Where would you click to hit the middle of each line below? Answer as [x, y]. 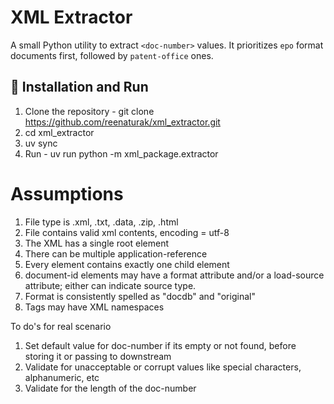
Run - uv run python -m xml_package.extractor [121, 153]
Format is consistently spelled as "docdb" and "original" [140, 296]
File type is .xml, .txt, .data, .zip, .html [101, 222]
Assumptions [67, 193]
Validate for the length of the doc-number [110, 388]
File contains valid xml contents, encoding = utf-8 [127, 232]
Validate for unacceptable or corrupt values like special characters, [163, 367]
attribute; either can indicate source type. [110, 285]
